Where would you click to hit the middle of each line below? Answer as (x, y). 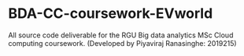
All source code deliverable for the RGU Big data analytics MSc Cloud (121, 35)
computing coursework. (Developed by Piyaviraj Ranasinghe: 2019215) (123, 43)
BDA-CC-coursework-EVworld (111, 14)
